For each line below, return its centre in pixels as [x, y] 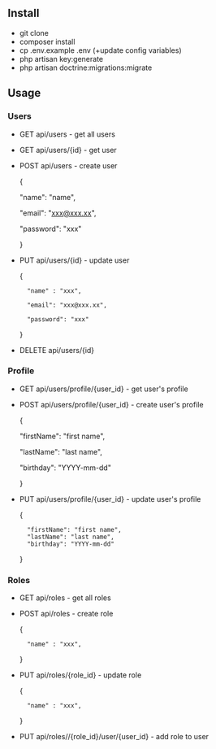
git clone [34, 33]
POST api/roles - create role [66, 614]
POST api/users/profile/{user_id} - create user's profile [111, 404]
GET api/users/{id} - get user [68, 150]
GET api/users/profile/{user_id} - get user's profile [104, 389]
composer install [47, 41]
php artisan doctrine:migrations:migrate [86, 67]
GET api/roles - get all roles [65, 598]
